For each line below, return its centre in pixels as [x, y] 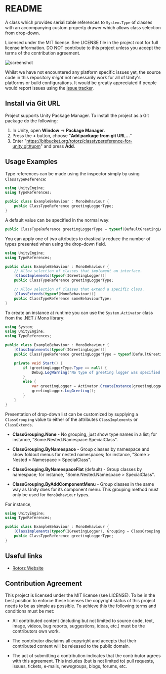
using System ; [20, 327]
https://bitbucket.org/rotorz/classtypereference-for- [79, 141]
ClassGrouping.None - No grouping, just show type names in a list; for [84, 434]
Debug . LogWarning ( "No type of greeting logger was [85, 372]
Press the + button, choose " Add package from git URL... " [72, 135]
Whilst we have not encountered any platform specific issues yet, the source [83, 72]
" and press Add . [58, 146]
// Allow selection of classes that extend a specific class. [79, 289]
